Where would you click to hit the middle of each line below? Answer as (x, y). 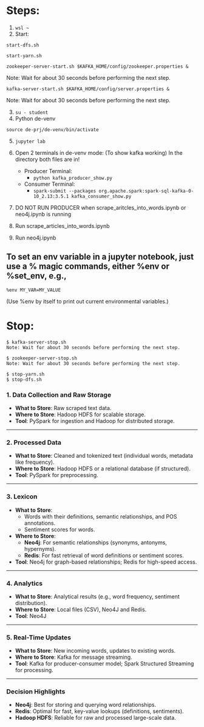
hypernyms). (40, 548)
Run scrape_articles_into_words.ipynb (62, 225)
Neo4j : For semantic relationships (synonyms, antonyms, (95, 542)
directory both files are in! (47, 159)
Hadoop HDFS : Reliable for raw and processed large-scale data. (95, 718)
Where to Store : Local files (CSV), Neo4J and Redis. (81, 609)
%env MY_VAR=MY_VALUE (34, 290)
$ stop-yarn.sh (25, 374)
